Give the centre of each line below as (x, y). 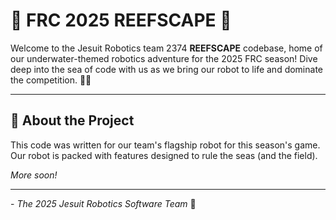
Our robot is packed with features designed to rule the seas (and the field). (164, 155)
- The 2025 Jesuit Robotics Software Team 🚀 (103, 203)
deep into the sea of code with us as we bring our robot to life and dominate (167, 69)
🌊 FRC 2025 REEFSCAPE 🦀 (121, 20)
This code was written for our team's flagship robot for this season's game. (165, 145)
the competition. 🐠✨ (51, 80)
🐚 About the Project (72, 120)
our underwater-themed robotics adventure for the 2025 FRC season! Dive (164, 58)
